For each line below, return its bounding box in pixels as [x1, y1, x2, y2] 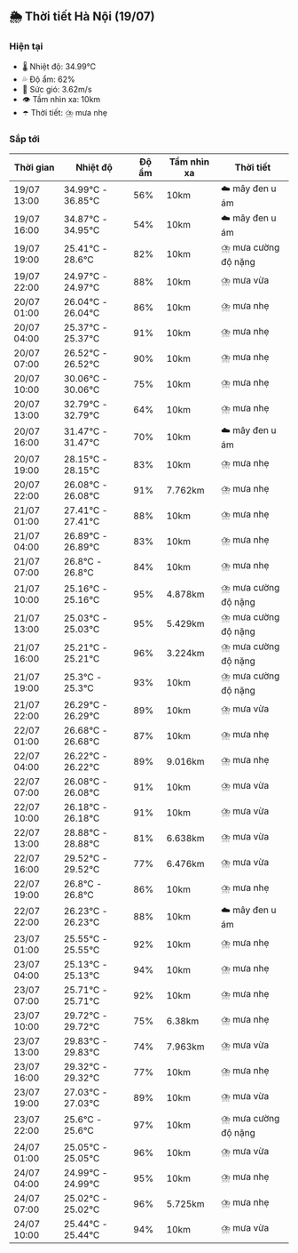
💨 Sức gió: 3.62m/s [21, 84, 92, 94]
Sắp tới [9, 133, 40, 145]
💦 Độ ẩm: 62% [21, 74, 75, 84]
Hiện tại [9, 40, 43, 52]
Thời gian [13, 161, 55, 173]
